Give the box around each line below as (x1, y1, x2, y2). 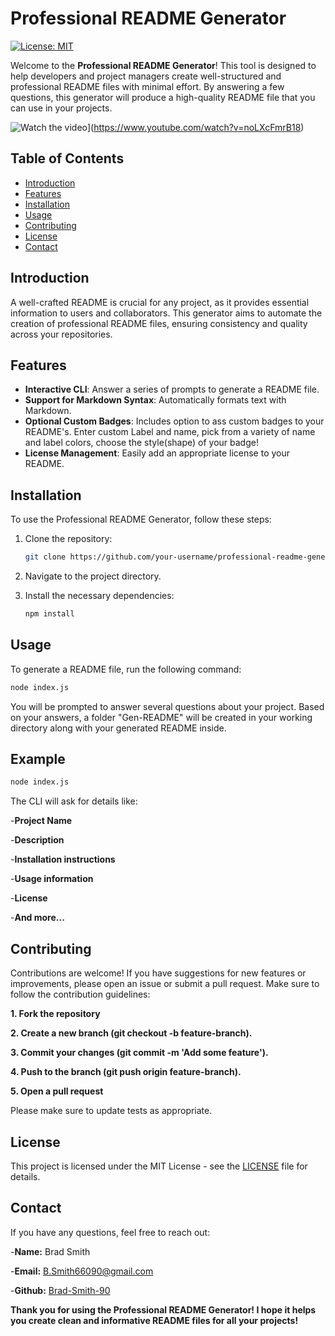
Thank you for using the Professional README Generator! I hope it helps (10, 1303, 317, 1316)
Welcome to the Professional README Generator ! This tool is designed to (10, 59, 317, 71)
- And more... (10, 912, 65, 924)
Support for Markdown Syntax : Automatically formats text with (24, 394, 287, 406)
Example (10, 751, 66, 768)
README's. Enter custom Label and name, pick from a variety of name (24, 426, 316, 438)
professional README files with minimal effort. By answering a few (10, 80, 285, 92)
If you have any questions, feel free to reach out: (10, 1226, 211, 1238)
